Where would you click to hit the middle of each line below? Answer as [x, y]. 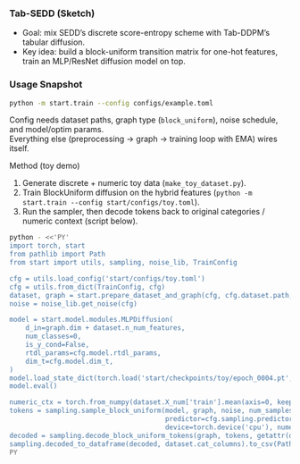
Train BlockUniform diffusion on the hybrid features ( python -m [137, 193]
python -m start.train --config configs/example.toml [112, 103]
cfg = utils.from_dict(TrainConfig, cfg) [87, 287]
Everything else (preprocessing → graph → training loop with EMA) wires [144, 139]
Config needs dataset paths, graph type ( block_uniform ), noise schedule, [144, 120]
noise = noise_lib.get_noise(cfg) [74, 304]
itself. [19, 148]
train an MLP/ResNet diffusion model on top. [104, 62]
